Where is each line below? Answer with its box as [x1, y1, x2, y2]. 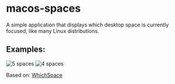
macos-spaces [6, 2, 81, 15]
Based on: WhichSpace [6, 71, 63, 78]
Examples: [6, 45, 46, 55]
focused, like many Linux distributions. [6, 27, 99, 34]
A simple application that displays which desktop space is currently [6, 21, 169, 28]
